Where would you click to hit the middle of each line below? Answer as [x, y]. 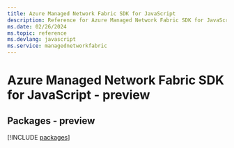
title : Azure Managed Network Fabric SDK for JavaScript [92, 14]
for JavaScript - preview [79, 95]
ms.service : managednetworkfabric [57, 46]
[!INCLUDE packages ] [39, 137]
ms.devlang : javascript [42, 40]
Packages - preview [51, 121]
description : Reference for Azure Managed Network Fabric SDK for [106, 20]
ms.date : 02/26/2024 [37, 26]
